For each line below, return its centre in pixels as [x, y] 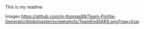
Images [13, 16]
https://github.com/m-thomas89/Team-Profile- [69, 16]
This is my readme [24, 7]
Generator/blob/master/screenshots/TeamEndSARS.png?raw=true [72, 22]
